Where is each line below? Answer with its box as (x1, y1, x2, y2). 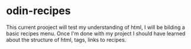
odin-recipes (6, 4, 71, 18)
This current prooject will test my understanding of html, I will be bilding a (6, 24, 185, 31)
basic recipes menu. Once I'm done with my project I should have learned (6, 30, 186, 37)
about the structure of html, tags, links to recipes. (6, 36, 127, 43)
